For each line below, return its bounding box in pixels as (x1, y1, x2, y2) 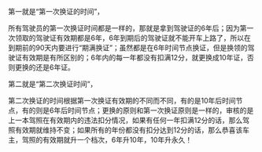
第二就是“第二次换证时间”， (8, 79, 98, 89)
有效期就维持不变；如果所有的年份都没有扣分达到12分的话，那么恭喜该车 (14, 125, 250, 135)
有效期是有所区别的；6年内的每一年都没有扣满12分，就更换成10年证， (21, 53, 248, 62)
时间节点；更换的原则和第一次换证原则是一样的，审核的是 (67, 106, 254, 115)
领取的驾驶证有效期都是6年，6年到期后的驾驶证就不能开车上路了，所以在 (14, 34, 252, 42)
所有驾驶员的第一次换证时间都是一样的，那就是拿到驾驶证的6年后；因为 (8, 24, 240, 33)
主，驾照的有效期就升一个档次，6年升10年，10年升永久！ (8, 136, 193, 144)
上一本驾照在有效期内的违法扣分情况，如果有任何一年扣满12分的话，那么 (8, 116, 243, 125)
